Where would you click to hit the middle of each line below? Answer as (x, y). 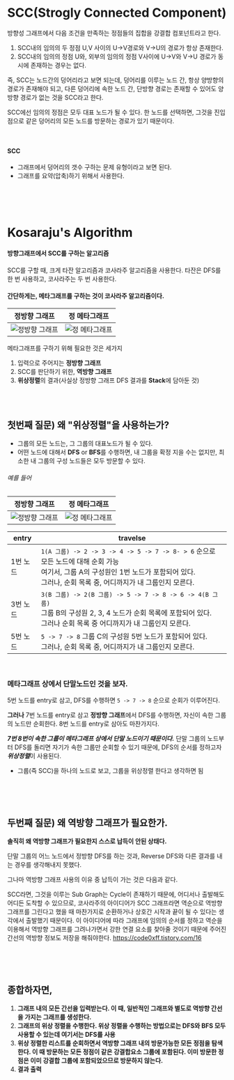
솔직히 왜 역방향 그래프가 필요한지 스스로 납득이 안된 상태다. (87, 841)
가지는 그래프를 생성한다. (58, 1017)
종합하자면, (30, 990)
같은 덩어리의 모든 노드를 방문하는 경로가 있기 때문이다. (100, 120)
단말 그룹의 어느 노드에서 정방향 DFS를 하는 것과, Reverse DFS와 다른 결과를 (111, 856)
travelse (132, 538)
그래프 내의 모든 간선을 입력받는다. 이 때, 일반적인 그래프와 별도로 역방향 (114, 1008)
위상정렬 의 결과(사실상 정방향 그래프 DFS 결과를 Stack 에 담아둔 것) (108, 380)
